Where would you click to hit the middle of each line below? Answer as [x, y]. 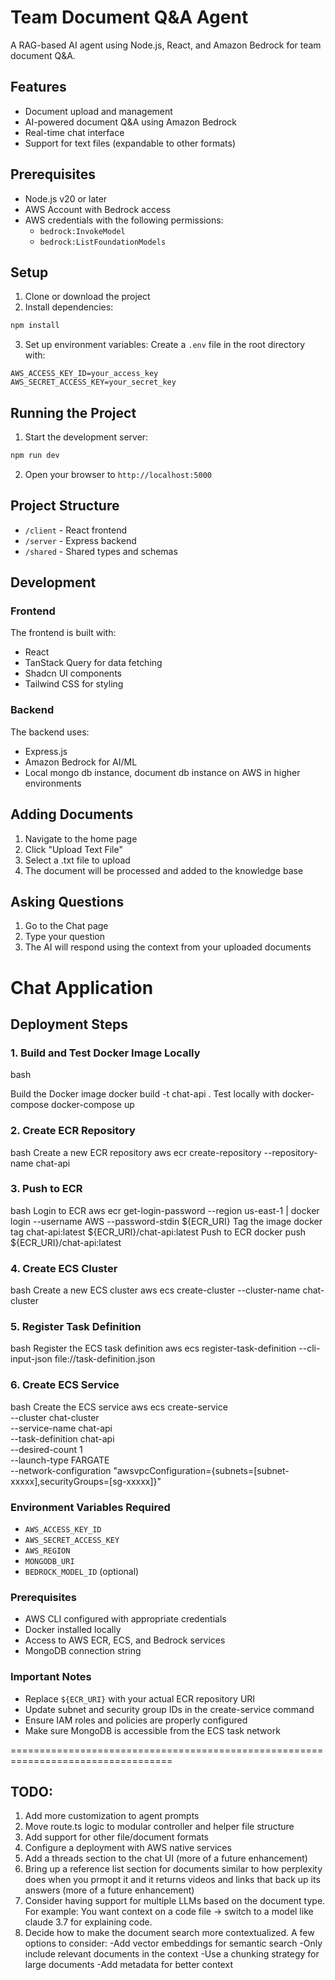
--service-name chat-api [61, 1428]
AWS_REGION [47, 1551]
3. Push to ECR [46, 1189]
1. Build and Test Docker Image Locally [105, 1053]
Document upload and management [98, 111]
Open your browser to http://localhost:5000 [118, 474]
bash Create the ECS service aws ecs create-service [119, 1407]
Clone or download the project [87, 297]
